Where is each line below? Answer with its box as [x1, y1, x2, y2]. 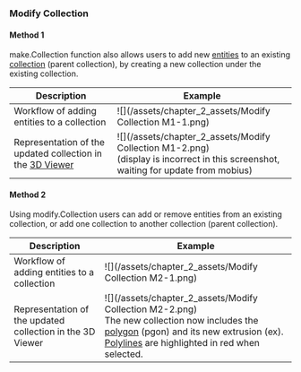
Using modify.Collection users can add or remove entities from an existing [9, 209, 282, 220]
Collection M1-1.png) [116, 116, 211, 128]
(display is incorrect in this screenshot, [116, 153, 280, 166]
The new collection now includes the [104, 315, 259, 327]
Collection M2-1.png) [104, 272, 198, 284]
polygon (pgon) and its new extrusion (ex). [104, 325, 284, 338]
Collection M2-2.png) [104, 303, 198, 316]
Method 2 [9, 189, 47, 200]
